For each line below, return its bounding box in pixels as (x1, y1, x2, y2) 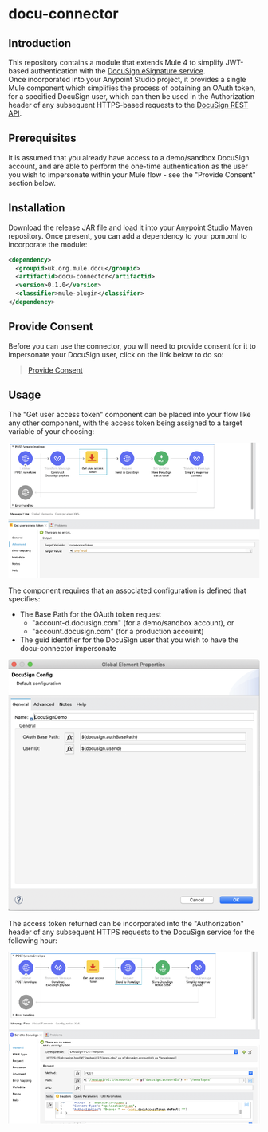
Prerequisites (8, 132, 77, 145)
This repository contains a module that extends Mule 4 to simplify (8, 57, 224, 67)
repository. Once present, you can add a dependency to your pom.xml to (8, 231, 247, 240)
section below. (8, 178, 56, 187)
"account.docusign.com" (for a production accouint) (31, 626, 205, 636)
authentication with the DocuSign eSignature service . (30, 66, 206, 76)
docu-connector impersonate (19, 643, 117, 653)
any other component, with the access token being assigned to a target (8, 418, 243, 428)
